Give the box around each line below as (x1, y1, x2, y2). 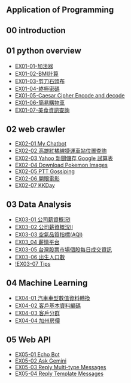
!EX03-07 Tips (14, 260, 51, 268)
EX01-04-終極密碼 (14, 85, 60, 92)
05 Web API (6, 335, 51, 345)
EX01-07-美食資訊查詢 (14, 106, 70, 114)
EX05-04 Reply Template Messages (14, 370, 103, 377)
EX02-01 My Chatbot (14, 140, 67, 147)
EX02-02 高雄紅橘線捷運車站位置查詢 (14, 147, 107, 155)
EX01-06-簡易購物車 (14, 99, 65, 106)
